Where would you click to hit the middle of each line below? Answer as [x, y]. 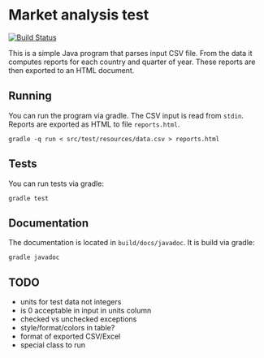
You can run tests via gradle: [56, 183]
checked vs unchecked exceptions [78, 319]
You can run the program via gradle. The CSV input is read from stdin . [126, 115]
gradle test [28, 198]
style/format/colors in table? [67, 328]
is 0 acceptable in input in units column [86, 311]
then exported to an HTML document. [71, 70]
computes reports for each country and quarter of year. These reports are [132, 62]
